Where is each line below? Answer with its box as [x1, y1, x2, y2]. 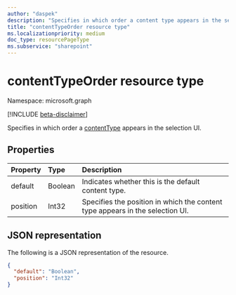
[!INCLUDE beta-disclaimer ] [7, 110, 88, 118]
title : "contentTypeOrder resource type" [7, 23, 131, 30]
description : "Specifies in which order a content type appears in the [7, 17, 221, 24]
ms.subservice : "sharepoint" [7, 43, 93, 50]
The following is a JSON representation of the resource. [7, 248, 169, 256]
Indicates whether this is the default [81, 176, 200, 186]
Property [11, 164, 41, 174]
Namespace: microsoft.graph [7, 96, 92, 105]
